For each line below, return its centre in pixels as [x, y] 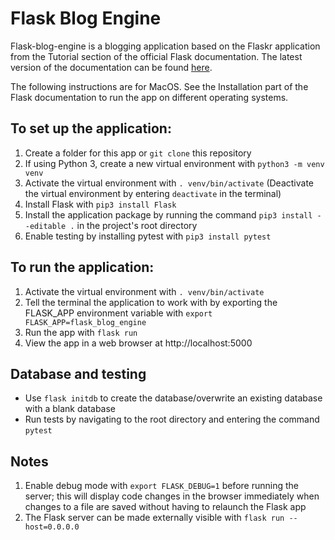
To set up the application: [91, 128]
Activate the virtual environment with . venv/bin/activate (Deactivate [169, 183]
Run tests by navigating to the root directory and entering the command [172, 419]
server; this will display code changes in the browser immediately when [172, 496]
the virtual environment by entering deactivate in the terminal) [153, 193]
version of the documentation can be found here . [111, 67]
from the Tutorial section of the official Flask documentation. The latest [156, 56]
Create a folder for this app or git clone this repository [138, 153]
